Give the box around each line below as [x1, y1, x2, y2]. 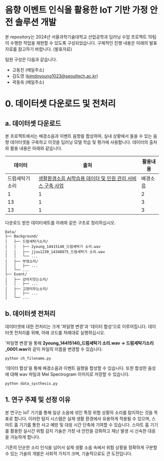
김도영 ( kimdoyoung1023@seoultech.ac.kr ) [12, 73, 99, 79]
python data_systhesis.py [5, 381, 58, 386]
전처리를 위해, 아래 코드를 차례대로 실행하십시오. [14, 329, 105, 336]
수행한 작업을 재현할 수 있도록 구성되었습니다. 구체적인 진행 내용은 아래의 [10, 40, 148, 46]
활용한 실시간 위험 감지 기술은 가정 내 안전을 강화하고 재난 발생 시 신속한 [10, 428, 147, 434]
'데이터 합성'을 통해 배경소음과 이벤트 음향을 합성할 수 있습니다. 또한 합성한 [5, 365, 147, 371]
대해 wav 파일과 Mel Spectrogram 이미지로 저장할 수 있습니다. [10, 371, 130, 377]
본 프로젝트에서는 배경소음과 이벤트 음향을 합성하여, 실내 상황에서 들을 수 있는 [5, 133, 152, 139]
